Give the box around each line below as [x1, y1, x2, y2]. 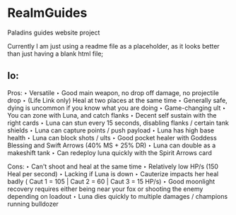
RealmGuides [7, 5, 88, 21]
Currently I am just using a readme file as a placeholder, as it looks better [7, 42, 220, 50]
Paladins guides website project [7, 28, 100, 37]
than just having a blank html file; [7, 49, 104, 58]
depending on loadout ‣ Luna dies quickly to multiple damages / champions [7, 192, 228, 200]
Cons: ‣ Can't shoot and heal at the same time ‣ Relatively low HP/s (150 [7, 162, 219, 171]
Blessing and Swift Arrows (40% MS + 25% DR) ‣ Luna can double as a [7, 141, 216, 149]
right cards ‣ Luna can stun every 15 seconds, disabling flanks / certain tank [7, 118, 230, 127]
